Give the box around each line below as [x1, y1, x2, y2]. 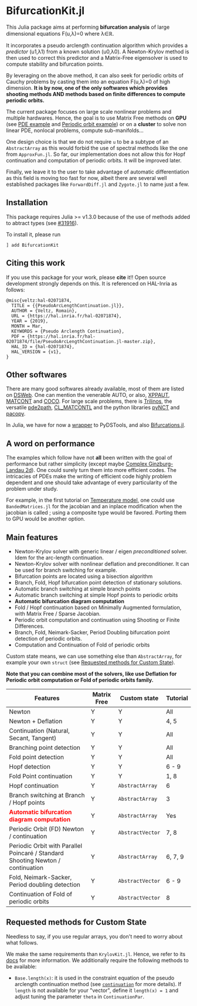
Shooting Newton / [9, 857, 60, 864]
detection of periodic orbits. [14, 635, 82, 642]
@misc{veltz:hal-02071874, [6, 297, 72, 303]
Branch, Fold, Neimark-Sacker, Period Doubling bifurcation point [14, 629, 170, 635]
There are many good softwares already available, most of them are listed [6, 385, 185, 392]
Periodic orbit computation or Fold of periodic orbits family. [6, 677, 154, 684]
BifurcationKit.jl [6, 4, 85, 18]
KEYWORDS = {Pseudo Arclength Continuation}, [11, 328, 125, 334]
